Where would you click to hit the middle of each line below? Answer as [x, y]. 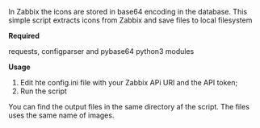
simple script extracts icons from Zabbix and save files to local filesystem [130, 20]
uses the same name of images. [61, 115]
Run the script [43, 91]
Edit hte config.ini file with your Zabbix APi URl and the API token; [129, 83]
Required [24, 36]
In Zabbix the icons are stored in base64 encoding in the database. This [128, 12]
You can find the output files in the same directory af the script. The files [129, 107]
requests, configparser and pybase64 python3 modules [101, 51]
